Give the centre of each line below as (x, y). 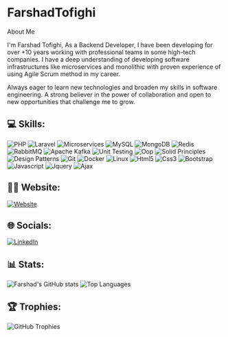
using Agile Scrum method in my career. (64, 74)
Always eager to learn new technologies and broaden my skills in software (112, 87)
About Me (21, 32)
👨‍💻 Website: (34, 187)
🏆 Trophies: (34, 307)
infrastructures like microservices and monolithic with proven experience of (114, 66)
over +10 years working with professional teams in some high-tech (101, 52)
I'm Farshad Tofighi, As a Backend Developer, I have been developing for (110, 45)
